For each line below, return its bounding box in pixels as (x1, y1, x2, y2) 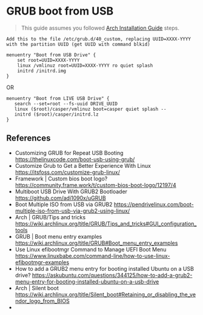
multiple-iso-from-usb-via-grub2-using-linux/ (15, 207, 130, 214)
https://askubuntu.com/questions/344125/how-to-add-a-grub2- (32, 271, 193, 279)
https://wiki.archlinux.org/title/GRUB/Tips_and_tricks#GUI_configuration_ (15, 220, 197, 227)
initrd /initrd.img (17, 68, 67, 74)
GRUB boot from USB (6, 4, 114, 18)
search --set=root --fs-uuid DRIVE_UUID (14, 101, 118, 107)
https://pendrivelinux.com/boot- (114, 201, 194, 208)
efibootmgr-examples (15, 259, 70, 266)
